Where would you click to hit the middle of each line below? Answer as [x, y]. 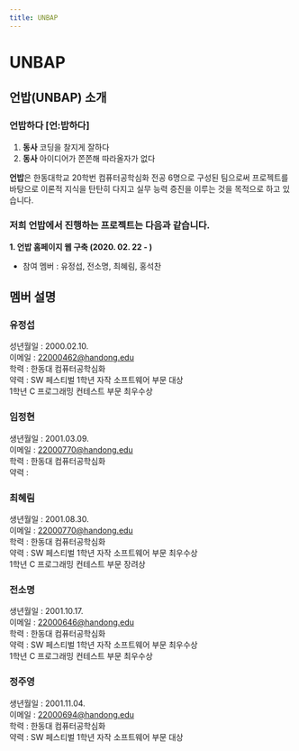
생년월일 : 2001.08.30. [49, 519]
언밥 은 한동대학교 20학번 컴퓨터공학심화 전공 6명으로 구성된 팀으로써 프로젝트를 [149, 178]
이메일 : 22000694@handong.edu [72, 714]
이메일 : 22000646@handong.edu [72, 622]
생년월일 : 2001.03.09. [50, 438]
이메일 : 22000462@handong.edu [72, 358]
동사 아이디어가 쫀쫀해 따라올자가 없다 [89, 158]
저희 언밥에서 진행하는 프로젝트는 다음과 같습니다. [109, 225]
